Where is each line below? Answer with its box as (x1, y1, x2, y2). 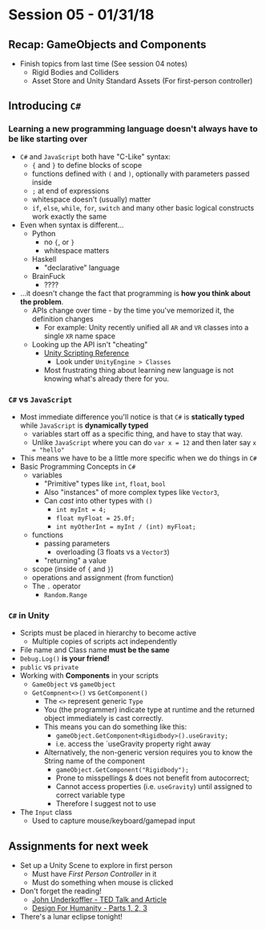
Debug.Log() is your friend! (19, 653, 110, 664)
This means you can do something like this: (43, 722, 187, 732)
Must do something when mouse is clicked (31, 878, 174, 887)
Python (31, 228, 56, 238)
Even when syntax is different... (19, 219, 124, 230)
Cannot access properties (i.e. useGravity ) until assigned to (55, 782, 252, 792)
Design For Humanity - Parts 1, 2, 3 (31, 903, 148, 913)
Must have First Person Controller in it (31, 870, 157, 879)
